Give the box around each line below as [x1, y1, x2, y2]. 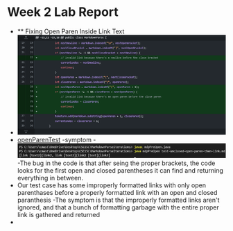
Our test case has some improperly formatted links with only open [17, 181, 207, 189]
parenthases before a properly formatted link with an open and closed [17, 189, 218, 197]
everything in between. [17, 174, 84, 182]
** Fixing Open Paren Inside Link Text [17, 27, 125, 35]
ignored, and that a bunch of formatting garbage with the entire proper [17, 203, 220, 212]
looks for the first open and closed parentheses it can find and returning [17, 166, 224, 175]
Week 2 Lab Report [7, 4, 119, 20]
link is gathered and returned [17, 211, 101, 219]
